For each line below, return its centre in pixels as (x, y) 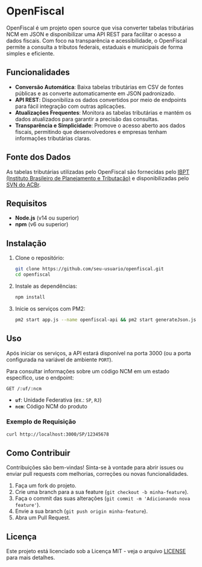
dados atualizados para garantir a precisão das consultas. (87, 119)
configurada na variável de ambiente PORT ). (60, 360)
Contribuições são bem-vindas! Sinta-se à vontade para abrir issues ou (95, 467)
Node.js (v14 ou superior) (47, 218)
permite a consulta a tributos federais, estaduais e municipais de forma (95, 47)
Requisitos (27, 203)
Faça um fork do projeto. (46, 486)
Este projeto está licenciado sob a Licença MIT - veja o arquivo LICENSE (96, 551)
